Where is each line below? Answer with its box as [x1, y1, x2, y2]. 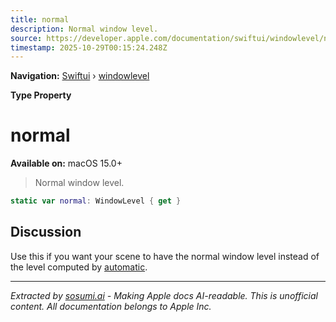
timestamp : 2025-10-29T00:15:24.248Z [10, 42, 168, 53]
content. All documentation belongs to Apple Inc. [10, 300, 212, 312]
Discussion [10, 224, 82, 241]
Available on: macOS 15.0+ [10, 157, 123, 170]
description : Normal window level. [10, 24, 159, 34]
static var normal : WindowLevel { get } [10, 196, 182, 206]
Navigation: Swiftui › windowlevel [10, 70, 150, 82]
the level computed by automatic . [10, 261, 148, 273]
